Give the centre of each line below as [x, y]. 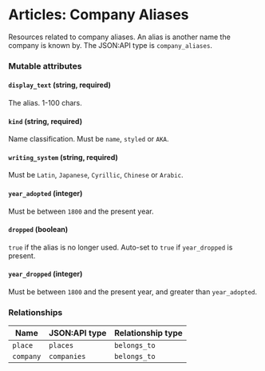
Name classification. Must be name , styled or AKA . [89, 139]
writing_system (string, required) [63, 157]
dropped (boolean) [38, 229]
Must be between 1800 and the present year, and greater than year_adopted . [133, 292]
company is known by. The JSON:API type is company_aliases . [111, 45]
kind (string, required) [45, 121]
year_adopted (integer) [45, 193]
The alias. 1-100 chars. [45, 103]
